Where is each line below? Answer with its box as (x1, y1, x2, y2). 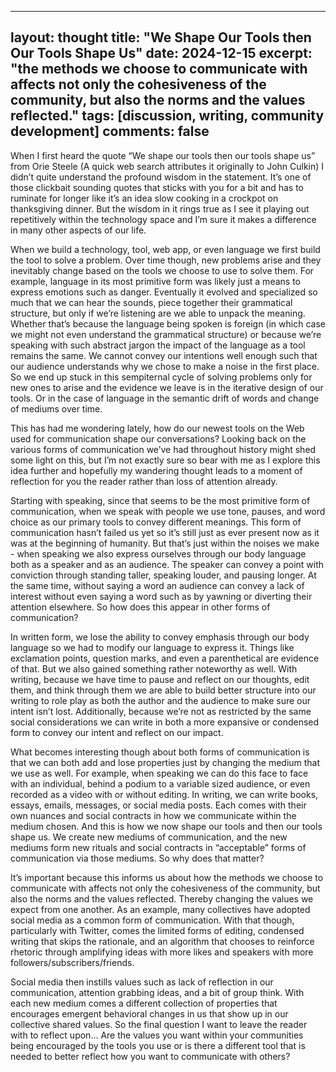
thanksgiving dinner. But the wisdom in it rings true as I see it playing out (10, 202, 310, 215)
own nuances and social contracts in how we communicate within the (10, 809, 297, 821)
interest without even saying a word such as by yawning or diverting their (10, 590, 313, 602)
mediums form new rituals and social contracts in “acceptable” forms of (10, 841, 307, 853)
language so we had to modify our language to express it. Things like (10, 641, 295, 653)
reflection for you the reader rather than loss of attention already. (10, 475, 278, 487)
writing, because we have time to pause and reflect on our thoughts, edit (10, 673, 310, 685)
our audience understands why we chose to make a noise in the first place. (10, 360, 320, 372)
